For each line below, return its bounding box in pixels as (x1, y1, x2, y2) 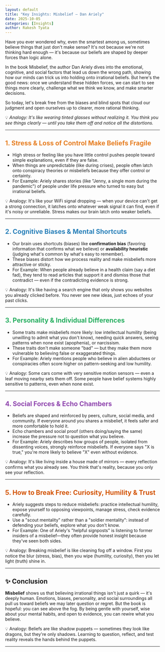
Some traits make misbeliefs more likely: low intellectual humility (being (12, 329, 157, 335)
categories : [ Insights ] (5, 21, 54, 26)
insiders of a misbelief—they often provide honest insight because (12, 533, 147, 539)
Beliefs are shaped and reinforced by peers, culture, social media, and (12, 413, 155, 419)
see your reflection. (5, 470, 45, 476)
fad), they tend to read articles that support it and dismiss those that (12, 272, 150, 278)
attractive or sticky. (12, 261, 52, 267)
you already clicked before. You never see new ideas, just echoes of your (5, 292, 154, 298)
